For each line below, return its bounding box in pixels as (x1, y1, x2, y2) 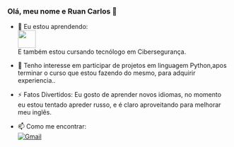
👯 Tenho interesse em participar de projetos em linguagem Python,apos (17, 61, 228, 70)
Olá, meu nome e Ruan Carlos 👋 (7, 6, 117, 16)
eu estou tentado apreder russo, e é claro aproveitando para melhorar (17, 100, 221, 109)
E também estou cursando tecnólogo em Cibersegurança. (17, 47, 187, 56)
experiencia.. (17, 76, 56, 85)
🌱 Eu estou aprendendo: (17, 23, 88, 31)
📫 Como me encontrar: (17, 122, 87, 131)
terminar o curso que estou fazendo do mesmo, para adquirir (17, 69, 196, 77)
